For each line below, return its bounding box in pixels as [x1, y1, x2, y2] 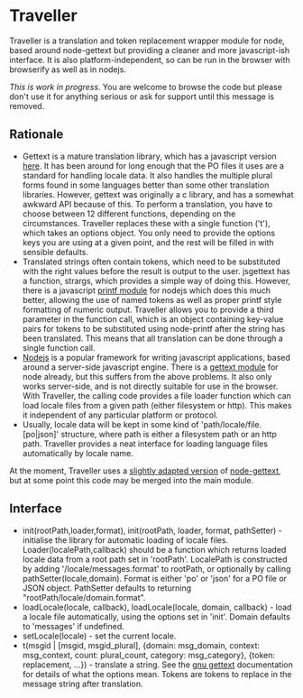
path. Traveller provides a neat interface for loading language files [22, 438, 269, 449]
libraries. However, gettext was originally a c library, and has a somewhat [22, 188, 294, 199]
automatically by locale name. [22, 447, 133, 458]
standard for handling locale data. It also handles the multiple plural [22, 170, 273, 180]
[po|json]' [22, 428, 60, 439]
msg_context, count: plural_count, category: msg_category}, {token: [22, 649, 276, 660]
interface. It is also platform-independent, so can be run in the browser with [9, 54, 290, 65]
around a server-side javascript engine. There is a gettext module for [22, 362, 279, 372]
